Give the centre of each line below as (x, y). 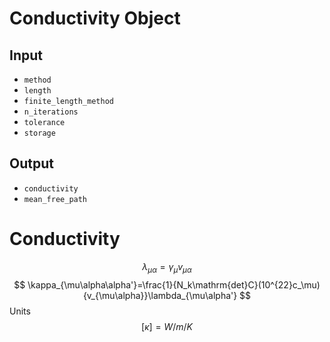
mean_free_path (55, 199)
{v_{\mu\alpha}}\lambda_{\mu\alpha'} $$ (167, 295)
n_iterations (51, 112)
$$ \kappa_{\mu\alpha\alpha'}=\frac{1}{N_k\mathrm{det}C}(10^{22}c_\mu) (167, 284)
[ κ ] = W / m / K (167, 326)
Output (31, 163)
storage (39, 133)
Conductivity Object (95, 18)
